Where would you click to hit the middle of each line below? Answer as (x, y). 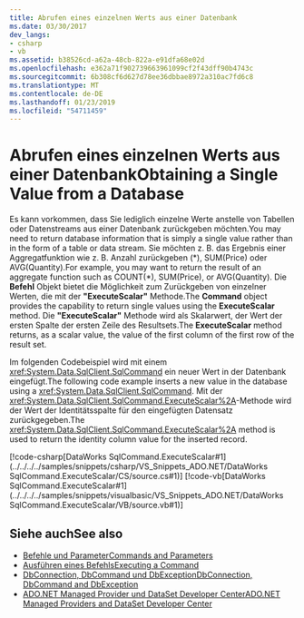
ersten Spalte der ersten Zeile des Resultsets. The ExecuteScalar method (146, 325)
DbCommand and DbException (80, 584)
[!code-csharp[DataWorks (58, 457)
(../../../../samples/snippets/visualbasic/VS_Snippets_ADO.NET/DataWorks (147, 495)
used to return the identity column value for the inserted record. (128, 439)
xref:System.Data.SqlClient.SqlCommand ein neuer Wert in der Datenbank (148, 372)
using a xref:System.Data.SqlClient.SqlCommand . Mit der (116, 391)
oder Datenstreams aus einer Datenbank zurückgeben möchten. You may (145, 229)
